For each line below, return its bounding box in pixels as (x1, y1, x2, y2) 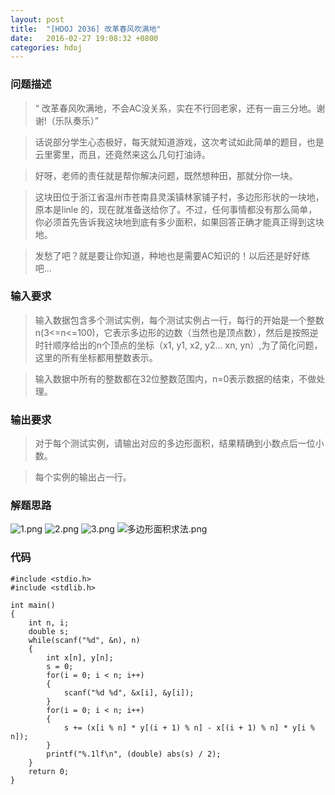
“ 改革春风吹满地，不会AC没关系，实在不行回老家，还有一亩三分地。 (34, 102, 317, 114)
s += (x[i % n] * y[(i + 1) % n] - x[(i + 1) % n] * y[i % (63, 722, 315, 733)
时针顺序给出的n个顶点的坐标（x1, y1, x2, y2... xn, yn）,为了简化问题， (34, 339, 323, 351)
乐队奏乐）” (54, 114, 99, 126)
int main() (10, 600, 56, 610)
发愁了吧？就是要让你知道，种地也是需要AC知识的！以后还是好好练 (34, 249, 311, 261)
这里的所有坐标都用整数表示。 (34, 351, 158, 363)
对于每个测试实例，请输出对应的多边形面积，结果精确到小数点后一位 (34, 437, 316, 450)
